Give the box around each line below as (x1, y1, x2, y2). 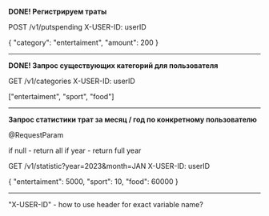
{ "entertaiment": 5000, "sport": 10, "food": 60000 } (8, 177, 179, 186)
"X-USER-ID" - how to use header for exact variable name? (8, 200, 204, 209)
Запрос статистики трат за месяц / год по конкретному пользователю (8, 115, 258, 124)
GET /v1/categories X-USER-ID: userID (8, 76, 136, 86)
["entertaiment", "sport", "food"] (8, 92, 114, 101)
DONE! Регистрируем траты (8, 7, 107, 16)
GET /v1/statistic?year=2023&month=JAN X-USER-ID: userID (8, 162, 211, 170)
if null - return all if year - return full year (8, 146, 142, 155)
